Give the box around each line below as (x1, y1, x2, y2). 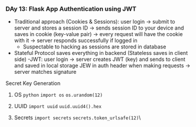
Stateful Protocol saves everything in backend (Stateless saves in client (14, 50, 188, 57)
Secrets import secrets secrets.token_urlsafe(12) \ (14, 114, 141, 121)
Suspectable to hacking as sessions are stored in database (22, 43, 166, 50)
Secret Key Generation (5, 80, 61, 87)
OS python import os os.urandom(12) (14, 91, 103, 99)
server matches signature (14, 69, 77, 76)
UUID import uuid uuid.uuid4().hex (14, 103, 102, 110)
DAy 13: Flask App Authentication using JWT (5, 5, 137, 13)
